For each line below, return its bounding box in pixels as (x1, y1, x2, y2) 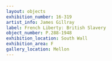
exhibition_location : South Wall (6, 35, 88, 41)
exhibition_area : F (6, 41, 54, 47)
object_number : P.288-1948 (6, 30, 72, 36)
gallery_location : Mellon (6, 46, 69, 52)
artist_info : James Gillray (6, 19, 75, 25)
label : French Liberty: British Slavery (6, 24, 107, 31)
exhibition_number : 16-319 (6, 14, 72, 20)
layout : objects (6, 8, 46, 15)
